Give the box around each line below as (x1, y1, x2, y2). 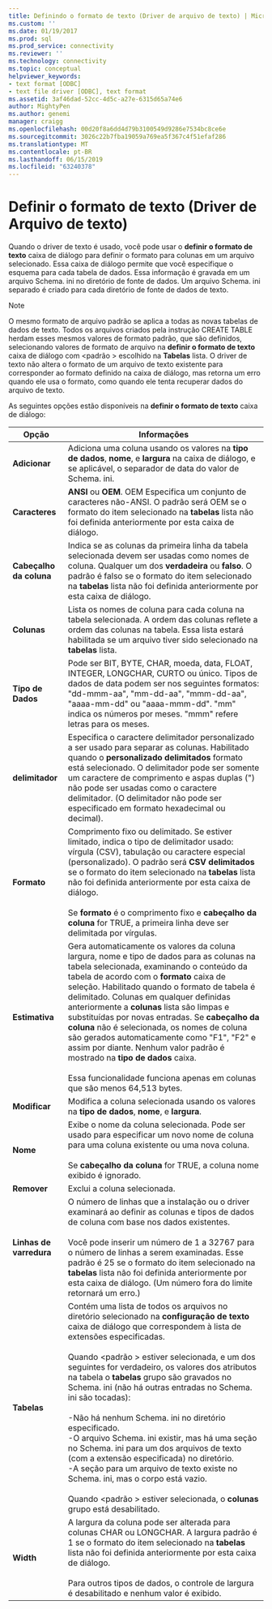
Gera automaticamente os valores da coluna (67, 940, 236, 952)
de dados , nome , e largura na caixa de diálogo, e (67, 453, 256, 464)
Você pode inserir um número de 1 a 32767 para (67, 1237, 255, 1248)
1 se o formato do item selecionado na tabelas (67, 1537, 245, 1548)
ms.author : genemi (8, 110, 70, 118)
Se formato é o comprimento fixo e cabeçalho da (67, 907, 257, 919)
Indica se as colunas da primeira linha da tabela (67, 540, 249, 552)
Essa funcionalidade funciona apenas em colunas (67, 1073, 257, 1084)
